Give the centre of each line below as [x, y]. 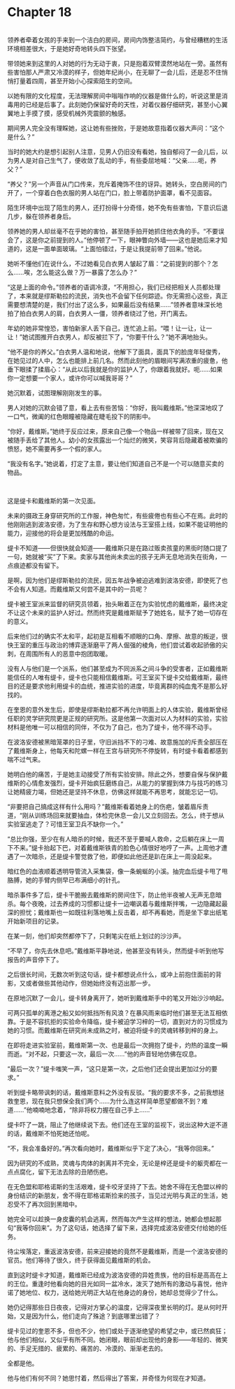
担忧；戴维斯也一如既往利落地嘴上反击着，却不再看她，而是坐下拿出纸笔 [123, 912]
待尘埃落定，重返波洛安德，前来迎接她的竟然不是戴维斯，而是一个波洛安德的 [117, 1251]
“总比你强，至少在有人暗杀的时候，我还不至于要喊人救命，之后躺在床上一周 [116, 839]
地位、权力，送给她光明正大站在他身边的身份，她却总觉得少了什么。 [123, 1292]
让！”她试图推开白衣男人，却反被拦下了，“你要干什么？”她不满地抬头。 [109, 337]
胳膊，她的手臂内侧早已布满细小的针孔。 [65, 880]
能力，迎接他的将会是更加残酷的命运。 [62, 533]
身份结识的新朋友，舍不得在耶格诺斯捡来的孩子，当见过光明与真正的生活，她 [117, 1195]
